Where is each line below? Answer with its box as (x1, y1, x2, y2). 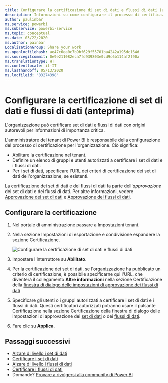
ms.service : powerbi (5, 21, 48, 27)
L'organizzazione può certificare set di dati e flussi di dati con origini (5, 122, 146, 128)
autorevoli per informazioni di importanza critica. (5, 127, 105, 133)
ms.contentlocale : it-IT (5, 63, 57, 68)
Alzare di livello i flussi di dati (12, 361, 72, 367)
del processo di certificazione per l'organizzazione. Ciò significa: (5, 142, 139, 148)
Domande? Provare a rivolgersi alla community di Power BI (12, 372, 133, 378)
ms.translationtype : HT (5, 59, 55, 64)
